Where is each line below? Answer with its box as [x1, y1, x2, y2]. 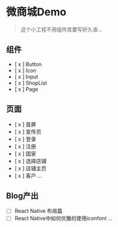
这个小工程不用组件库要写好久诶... [20, 26, 103, 33]
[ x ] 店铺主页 [14, 165, 47, 172]
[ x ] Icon [14, 67, 36, 74]
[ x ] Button [14, 60, 42, 67]
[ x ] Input [14, 73, 38, 80]
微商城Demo [6, 5, 66, 19]
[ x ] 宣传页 [14, 128, 42, 135]
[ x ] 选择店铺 [14, 157, 47, 164]
